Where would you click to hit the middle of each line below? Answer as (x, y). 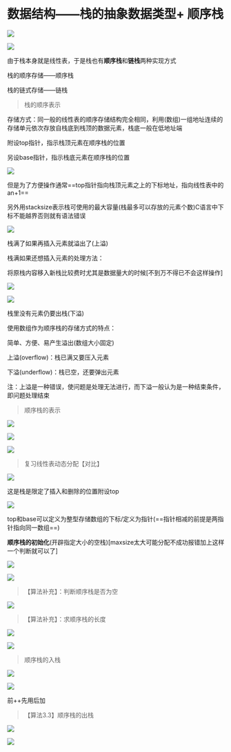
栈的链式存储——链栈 (37, 90)
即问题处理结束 (28, 395)
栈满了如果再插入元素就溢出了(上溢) (58, 243)
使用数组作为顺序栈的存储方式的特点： (61, 328)
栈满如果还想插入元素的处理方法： (56, 258)
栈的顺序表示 (42, 104)
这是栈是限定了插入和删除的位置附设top (63, 491)
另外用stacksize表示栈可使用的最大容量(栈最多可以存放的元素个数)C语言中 (113, 207)
